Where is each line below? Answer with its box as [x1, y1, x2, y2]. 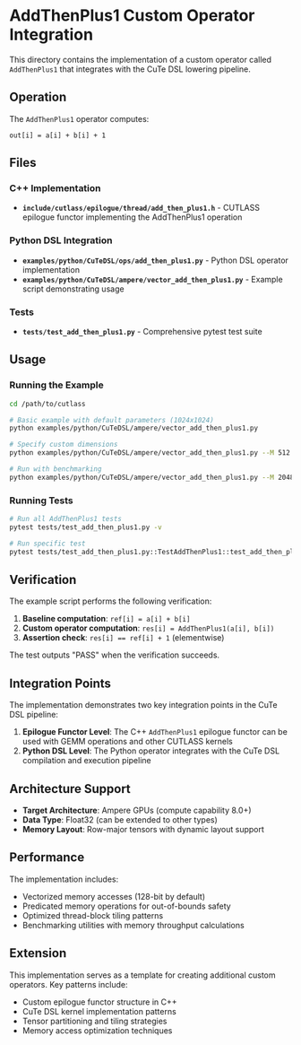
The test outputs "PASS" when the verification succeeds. [9, 649, 220, 660]
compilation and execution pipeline [21, 755, 151, 766]
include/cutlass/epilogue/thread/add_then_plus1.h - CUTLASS [21, 203, 260, 213]
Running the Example [9, 379, 105, 391]
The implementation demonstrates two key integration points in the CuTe [9, 700, 278, 710]
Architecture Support [9, 781, 132, 797]
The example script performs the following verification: [9, 596, 212, 606]
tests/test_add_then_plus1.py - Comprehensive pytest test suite [21, 327, 262, 337]
